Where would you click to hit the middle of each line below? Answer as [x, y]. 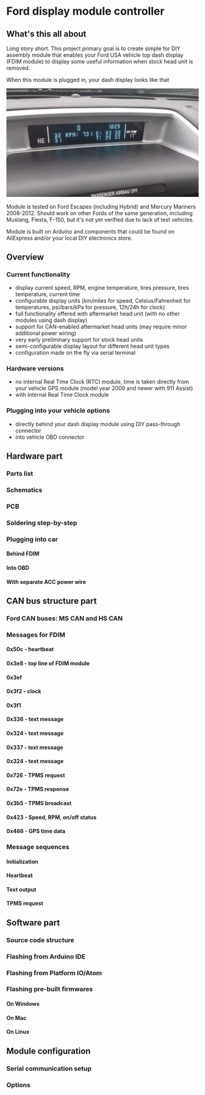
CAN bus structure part [52, 601]
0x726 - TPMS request [36, 775]
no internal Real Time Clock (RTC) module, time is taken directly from [102, 382]
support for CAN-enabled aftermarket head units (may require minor [101, 327]
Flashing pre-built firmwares [50, 989]
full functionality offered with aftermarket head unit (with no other [97, 314]
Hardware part [34, 456]
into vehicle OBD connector [50, 437]
